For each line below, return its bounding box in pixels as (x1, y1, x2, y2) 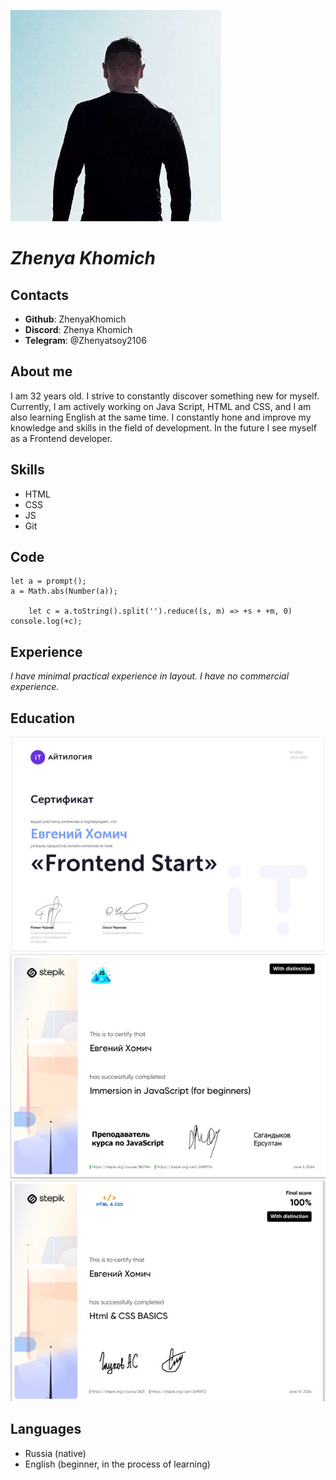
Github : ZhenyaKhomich (24, 313, 127, 325)
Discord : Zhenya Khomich (24, 324, 133, 335)
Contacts (10, 286, 70, 304)
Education (10, 710, 76, 727)
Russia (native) (24, 1447, 87, 1459)
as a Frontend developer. (10, 432, 113, 444)
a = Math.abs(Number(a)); (10, 586, 118, 597)
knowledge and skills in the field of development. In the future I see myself (10, 421, 317, 434)
